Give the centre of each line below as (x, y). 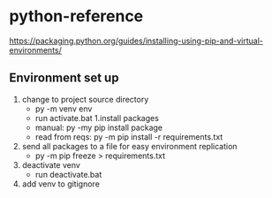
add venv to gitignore (60, 184)
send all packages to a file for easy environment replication (129, 146)
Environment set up (64, 78)
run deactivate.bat (68, 174)
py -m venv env (64, 109)
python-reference (76, 16)
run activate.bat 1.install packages (97, 118)
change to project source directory (85, 99)
